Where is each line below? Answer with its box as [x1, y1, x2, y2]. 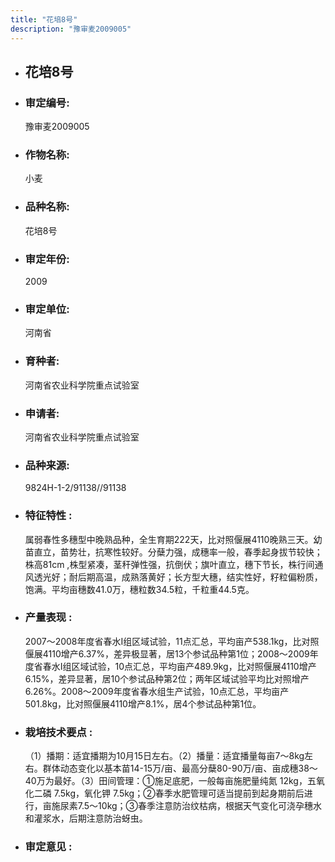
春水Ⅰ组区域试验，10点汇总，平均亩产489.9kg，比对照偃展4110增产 [42, 660, 317, 672]
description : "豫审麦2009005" [10, 24, 132, 34]
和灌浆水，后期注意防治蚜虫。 [24, 812, 148, 825]
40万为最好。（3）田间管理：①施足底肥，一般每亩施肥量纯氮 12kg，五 [24, 775, 317, 787]
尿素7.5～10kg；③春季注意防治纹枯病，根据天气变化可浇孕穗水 [59, 800, 323, 812]
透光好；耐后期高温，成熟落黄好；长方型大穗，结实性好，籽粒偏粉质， [33, 571, 323, 583]
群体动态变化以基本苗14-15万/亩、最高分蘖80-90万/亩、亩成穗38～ [42, 762, 318, 775]
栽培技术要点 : [24, 725, 93, 739]
